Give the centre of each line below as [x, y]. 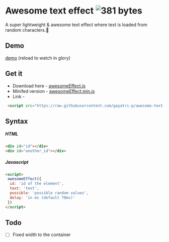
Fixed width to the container [41, 235]
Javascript [17, 162]
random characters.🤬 [27, 30]
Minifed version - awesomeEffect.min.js [54, 91]
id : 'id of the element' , [37, 184]
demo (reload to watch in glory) [38, 58]
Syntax [17, 121]
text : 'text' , [24, 188]
